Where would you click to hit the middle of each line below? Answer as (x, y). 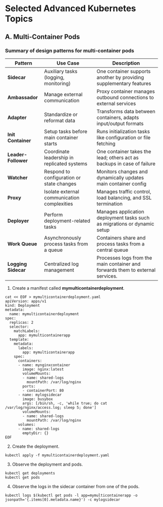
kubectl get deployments (30, 473)
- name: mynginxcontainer (44, 365)
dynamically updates (120, 177)
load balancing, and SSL (124, 197)
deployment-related (67, 221)
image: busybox (38, 399)
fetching (106, 143)
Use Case (68, 63)
